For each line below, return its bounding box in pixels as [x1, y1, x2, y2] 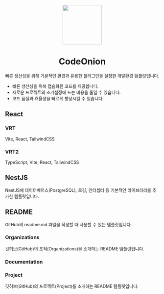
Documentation [5, 258, 43, 265]
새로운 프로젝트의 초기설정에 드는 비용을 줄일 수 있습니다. [12, 89, 121, 95]
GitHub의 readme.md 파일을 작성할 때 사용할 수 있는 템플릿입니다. [5, 221, 132, 227]
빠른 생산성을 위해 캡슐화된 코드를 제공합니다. [12, 83, 99, 89]
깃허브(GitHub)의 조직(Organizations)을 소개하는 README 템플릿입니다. [5, 245, 144, 252]
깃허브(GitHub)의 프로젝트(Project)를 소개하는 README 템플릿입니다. [5, 283, 139, 289]
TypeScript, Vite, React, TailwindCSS [5, 159, 79, 165]
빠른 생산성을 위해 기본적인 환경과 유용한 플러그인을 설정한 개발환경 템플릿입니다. [5, 73, 160, 79]
